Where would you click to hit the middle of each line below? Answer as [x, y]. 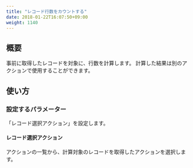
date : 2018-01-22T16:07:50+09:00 [47, 17]
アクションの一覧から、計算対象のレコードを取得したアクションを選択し [94, 152]
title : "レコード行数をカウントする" [46, 11]
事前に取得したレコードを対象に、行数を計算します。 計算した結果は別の [94, 63]
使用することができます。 [62, 71]
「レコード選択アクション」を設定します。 [57, 123]
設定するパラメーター [36, 109]
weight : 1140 [22, 22]
